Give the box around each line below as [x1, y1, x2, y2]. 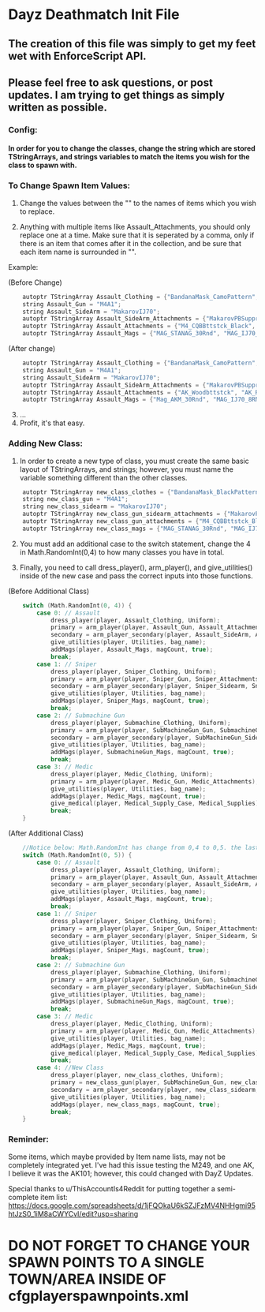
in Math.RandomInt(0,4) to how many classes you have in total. [19, 547, 225, 557]
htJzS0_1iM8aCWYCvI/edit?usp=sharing [8, 1209, 139, 1218]
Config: [8, 124, 38, 135]
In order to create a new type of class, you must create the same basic [19, 456, 250, 465]
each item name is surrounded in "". [19, 247, 136, 256]
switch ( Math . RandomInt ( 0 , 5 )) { [22, 850, 132, 859]
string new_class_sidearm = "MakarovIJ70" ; [22, 503, 168, 510]
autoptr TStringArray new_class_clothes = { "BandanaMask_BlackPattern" [22, 488, 263, 496]
